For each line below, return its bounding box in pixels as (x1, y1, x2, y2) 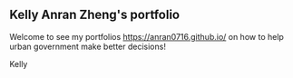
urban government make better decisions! (9, 41, 166, 52)
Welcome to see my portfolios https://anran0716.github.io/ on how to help (9, 31, 284, 42)
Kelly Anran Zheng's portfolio (9, 7, 180, 23)
